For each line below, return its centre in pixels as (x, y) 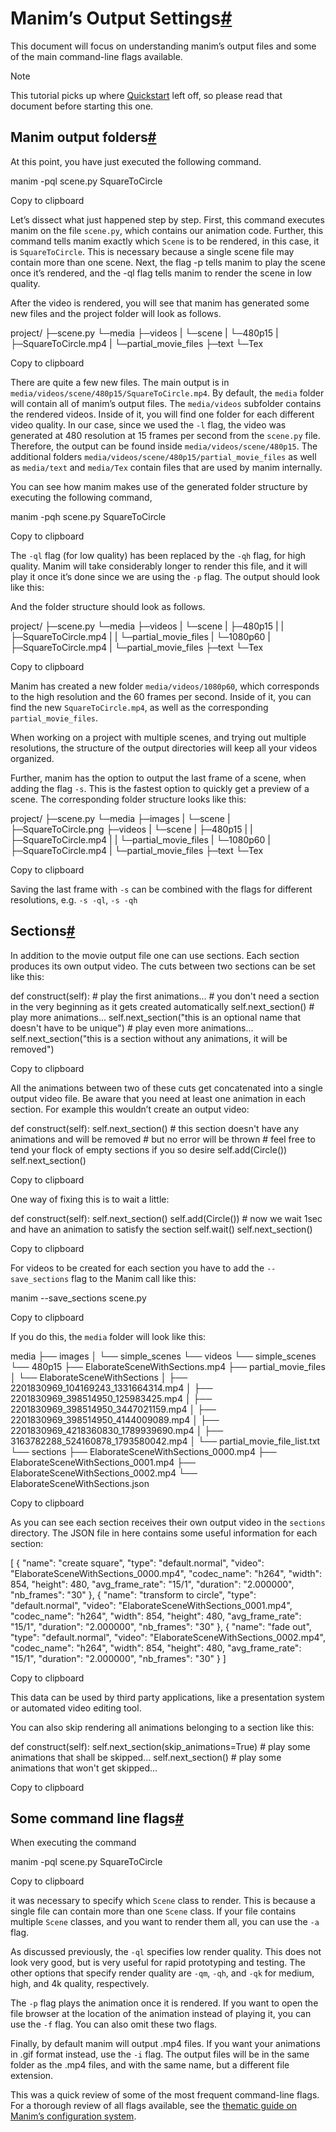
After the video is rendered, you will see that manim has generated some (160, 303)
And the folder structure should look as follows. (108, 606)
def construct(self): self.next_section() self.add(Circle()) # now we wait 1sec (166, 1218)
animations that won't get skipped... (84, 1768)
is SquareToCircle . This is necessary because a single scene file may (152, 251)
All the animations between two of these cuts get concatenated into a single (166, 1088)
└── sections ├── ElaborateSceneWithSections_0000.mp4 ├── (143, 1451)
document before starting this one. (82, 106)
